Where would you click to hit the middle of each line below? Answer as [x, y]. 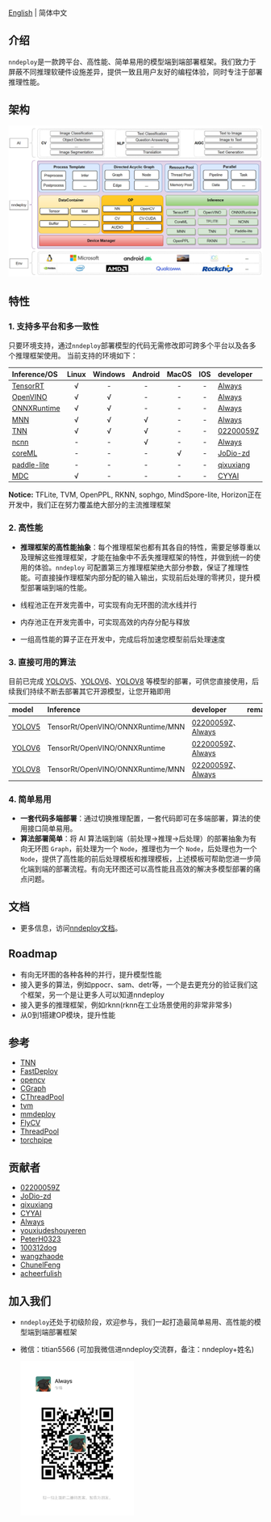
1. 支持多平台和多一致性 [54, 326]
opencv [33, 1080]
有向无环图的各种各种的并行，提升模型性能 [91, 974]
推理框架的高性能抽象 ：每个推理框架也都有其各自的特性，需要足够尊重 [137, 547]
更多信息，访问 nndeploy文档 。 [71, 928]
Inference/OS [35, 374]
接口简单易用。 [52, 828]
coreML [25, 453]
